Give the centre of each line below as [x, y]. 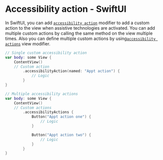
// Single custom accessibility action [46, 53]
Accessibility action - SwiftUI [66, 9]
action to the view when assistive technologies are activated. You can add [80, 28]
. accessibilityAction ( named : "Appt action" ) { [71, 71]
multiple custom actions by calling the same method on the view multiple [79, 33]
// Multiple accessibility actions [42, 94]
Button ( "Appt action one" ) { [61, 117]
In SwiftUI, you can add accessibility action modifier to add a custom [77, 23]
